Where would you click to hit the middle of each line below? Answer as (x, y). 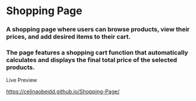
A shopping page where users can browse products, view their (98, 30)
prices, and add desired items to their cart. (68, 37)
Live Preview (22, 80)
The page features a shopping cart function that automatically (97, 53)
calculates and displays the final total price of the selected (92, 60)
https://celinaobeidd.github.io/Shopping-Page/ (63, 92)
